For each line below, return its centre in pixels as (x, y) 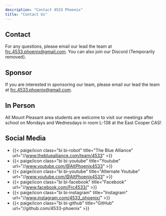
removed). (16, 57)
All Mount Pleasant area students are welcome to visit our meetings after (79, 117)
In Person (20, 106)
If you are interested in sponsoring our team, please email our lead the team (83, 84)
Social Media (26, 138)
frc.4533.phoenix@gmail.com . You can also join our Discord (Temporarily (80, 52)
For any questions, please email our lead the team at (59, 46)
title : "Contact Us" (27, 14)
